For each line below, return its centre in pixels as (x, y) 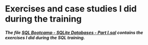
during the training (43, 19)
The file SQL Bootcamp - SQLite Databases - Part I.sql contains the (74, 33)
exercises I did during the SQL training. (45, 37)
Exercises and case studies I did (71, 9)
